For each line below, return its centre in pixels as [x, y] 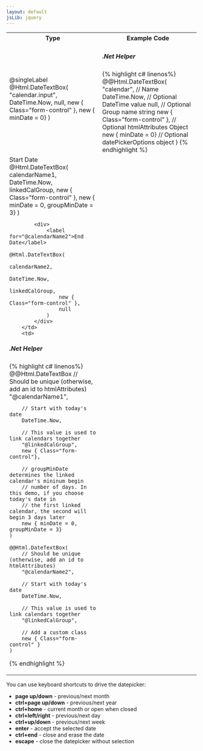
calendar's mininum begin [47, 481]
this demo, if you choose [47, 493]
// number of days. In [54, 487]
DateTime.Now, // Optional [139, 96]
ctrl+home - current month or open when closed [76, 709]
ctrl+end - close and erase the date [60, 735]
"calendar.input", [33, 95]
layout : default [27, 12]
